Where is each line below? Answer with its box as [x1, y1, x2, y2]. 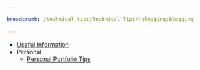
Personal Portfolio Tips [26, 55, 91, 63]
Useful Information [16, 40, 70, 48]
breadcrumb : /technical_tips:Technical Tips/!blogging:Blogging [6, 16, 194, 22]
